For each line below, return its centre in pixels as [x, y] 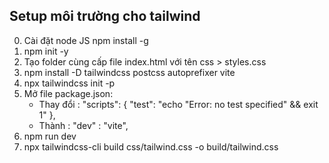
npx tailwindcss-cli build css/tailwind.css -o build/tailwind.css [151, 146]
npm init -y [46, 51]
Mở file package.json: [68, 93]
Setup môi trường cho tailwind [105, 16]
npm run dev [50, 136]
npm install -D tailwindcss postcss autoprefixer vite [129, 72]
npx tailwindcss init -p [69, 83]
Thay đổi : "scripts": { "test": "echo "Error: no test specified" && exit [178, 104]
